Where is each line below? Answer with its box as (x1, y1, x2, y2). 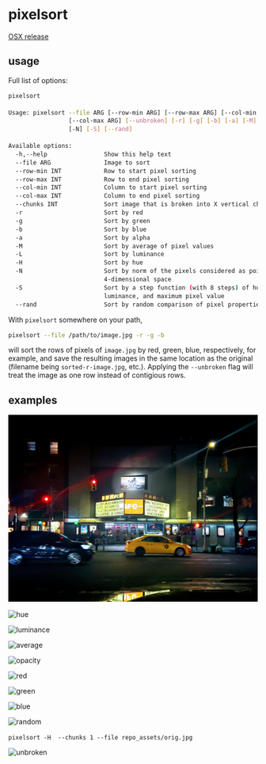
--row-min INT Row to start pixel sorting (15, 167, 196, 175)
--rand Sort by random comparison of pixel (15, 301, 225, 308)
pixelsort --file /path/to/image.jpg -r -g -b (8, 331, 165, 339)
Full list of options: (8, 75, 69, 85)
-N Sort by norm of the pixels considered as (15, 267, 246, 275)
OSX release (8, 32, 49, 41)
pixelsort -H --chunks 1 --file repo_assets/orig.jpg (8, 734, 193, 742)
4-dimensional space (104, 275, 172, 283)
